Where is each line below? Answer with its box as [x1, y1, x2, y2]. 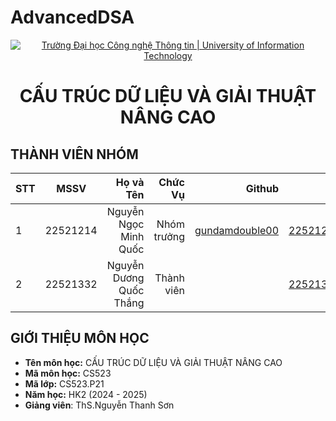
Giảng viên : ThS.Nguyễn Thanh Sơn [24, 399, 175, 411]
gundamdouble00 [194, 223, 280, 237]
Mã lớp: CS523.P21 [24, 377, 105, 390]
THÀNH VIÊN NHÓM [10, 146, 139, 163]
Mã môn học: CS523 [24, 367, 112, 379]
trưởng [153, 229, 185, 243]
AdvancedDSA [10, 6, 135, 29]
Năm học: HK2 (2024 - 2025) [24, 388, 148, 400]
